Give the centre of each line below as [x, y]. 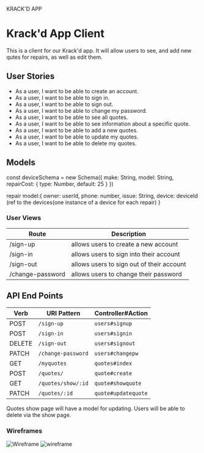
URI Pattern [64, 313]
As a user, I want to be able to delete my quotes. [76, 143]
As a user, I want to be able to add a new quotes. [77, 130]
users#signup [113, 323]
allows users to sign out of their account [129, 264]
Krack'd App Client [56, 34]
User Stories [31, 76]
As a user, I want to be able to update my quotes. [77, 137]
